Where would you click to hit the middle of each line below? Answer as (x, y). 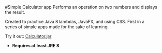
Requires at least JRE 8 (36, 45)
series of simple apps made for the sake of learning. (57, 27)
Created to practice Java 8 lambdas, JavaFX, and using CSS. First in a (75, 22)
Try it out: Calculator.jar (28, 36)
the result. (15, 12)
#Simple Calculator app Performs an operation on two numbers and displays (81, 7)
